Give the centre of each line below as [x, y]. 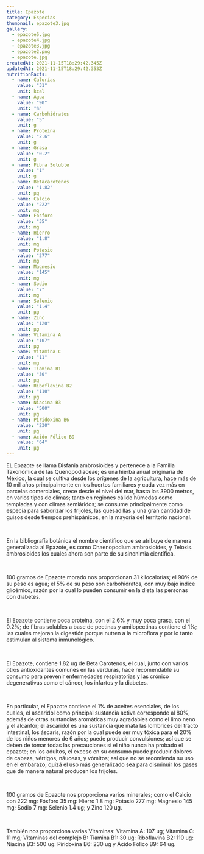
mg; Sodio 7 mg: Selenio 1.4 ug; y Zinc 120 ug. [64, 807]
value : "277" [34, 256]
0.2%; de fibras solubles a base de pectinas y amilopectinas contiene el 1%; [102, 627]
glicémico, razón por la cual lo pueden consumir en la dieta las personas [97, 590]
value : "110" [34, 391]
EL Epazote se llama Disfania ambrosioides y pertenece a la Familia [91, 465]
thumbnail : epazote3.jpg [38, 23]
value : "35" [32, 222]
